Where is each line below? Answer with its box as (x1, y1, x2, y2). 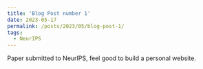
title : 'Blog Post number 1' (7, 10, 91, 17)
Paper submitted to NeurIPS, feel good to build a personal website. (7, 54, 196, 62)
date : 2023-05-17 (7, 16, 57, 23)
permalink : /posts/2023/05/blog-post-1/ (7, 23, 125, 29)
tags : (7, 29, 23, 36)
